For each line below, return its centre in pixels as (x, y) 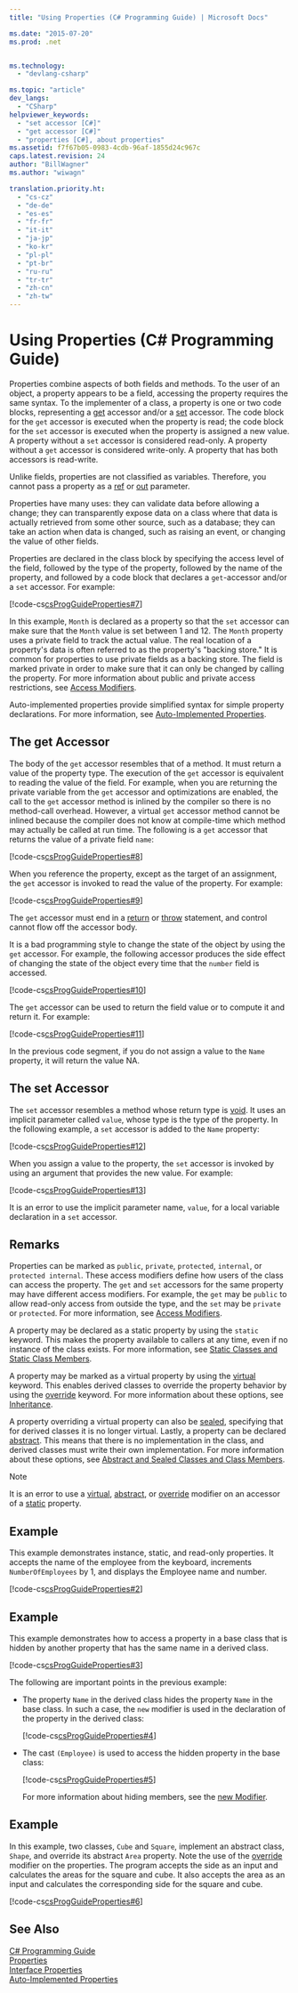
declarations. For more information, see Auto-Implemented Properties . (138, 714)
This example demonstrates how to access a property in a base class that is (148, 1638)
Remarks (35, 1244)
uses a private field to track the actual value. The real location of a (130, 640)
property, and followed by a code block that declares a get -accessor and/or (148, 577)
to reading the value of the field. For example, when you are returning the (143, 782)
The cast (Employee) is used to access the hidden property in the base (151, 1753)
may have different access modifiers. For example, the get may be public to (148, 1295)
